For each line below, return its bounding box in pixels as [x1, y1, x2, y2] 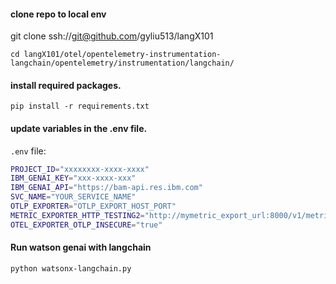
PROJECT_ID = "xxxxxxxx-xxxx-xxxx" [10, 164, 150, 174]
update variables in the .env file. [10, 123, 148, 134]
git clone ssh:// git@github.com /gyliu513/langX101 [10, 30, 214, 42]
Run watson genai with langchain [10, 241, 152, 254]
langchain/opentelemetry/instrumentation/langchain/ [10, 58, 235, 69]
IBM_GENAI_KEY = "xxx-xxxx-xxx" [10, 173, 137, 184]
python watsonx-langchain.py [10, 263, 132, 274]
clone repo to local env [10, 8, 107, 20]
